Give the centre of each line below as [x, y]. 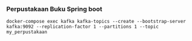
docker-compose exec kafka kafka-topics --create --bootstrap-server [96, 22]
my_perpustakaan [27, 32]
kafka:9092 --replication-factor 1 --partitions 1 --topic [83, 27]
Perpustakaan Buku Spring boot [54, 9]
